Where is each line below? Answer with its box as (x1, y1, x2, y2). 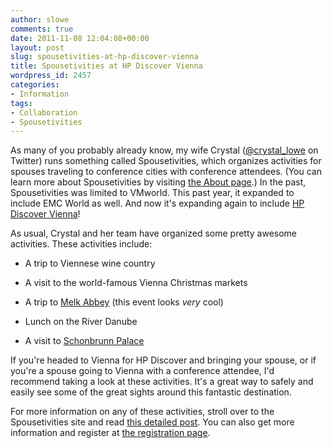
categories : (10, 80, 60, 90)
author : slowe (10, 14, 70, 25)
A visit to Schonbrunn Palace (24, 335, 145, 347)
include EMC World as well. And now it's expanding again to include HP (10, 197, 305, 210)
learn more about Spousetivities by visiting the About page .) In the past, (10, 176, 307, 188)
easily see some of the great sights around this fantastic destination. (10, 386, 292, 398)
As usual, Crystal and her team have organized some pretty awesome (10, 227, 298, 240)
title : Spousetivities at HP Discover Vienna (10, 61, 203, 71)
